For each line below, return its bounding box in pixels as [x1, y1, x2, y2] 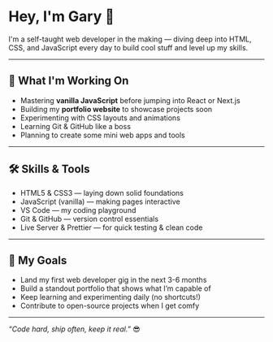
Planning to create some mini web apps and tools [19, 130, 185, 140]
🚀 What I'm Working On [8, 74, 129, 88]
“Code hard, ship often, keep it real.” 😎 [8, 324, 141, 334]
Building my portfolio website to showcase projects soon [19, 104, 213, 114]
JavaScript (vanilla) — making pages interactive [19, 197, 180, 206]
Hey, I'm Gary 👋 [8, 7, 115, 26]
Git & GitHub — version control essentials [19, 214, 159, 223]
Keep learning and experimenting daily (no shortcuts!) [19, 292, 201, 302]
